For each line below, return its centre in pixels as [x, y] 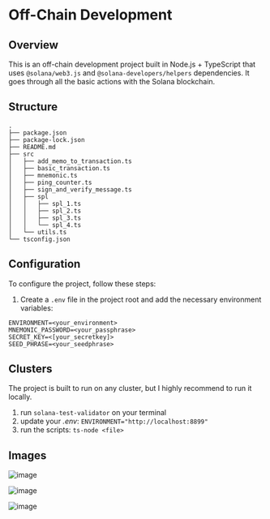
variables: [36, 308]
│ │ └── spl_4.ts [45, 225]
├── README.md [32, 147]
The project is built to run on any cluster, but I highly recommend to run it [130, 388]
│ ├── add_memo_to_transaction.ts [70, 161]
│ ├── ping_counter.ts [50, 182]
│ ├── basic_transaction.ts [60, 168]
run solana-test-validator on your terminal [93, 413]
